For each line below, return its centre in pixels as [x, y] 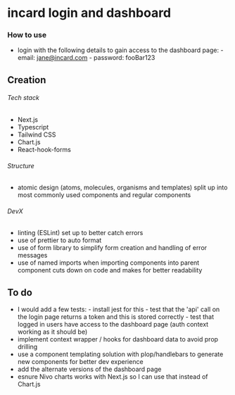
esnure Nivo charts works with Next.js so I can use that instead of [113, 377]
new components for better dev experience [80, 362]
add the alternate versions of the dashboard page [89, 369]
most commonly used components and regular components [104, 195]
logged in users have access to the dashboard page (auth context [113, 325]
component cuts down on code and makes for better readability [110, 270]
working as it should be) [52, 332]
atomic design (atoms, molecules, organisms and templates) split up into [122, 187]
